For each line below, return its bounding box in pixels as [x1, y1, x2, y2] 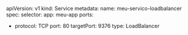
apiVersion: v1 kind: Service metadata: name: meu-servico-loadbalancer [6, 5, 182, 12]
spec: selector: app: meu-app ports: [6, 11, 94, 18]
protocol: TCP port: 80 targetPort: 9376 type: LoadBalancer [14, 23, 160, 29]
